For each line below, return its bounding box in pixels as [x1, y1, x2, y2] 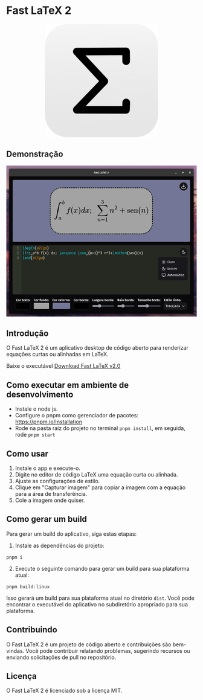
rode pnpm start [14, 431, 56, 438]
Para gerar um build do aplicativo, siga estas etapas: [6, 530, 137, 538]
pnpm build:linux [6, 583, 50, 589]
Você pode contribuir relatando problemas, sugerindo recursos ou [25, 647, 190, 654]
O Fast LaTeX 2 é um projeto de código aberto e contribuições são [6, 641, 172, 648]
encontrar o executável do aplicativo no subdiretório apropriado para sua [6, 600, 188, 608]
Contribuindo [6, 625, 57, 635]
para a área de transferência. [14, 490, 88, 498]
